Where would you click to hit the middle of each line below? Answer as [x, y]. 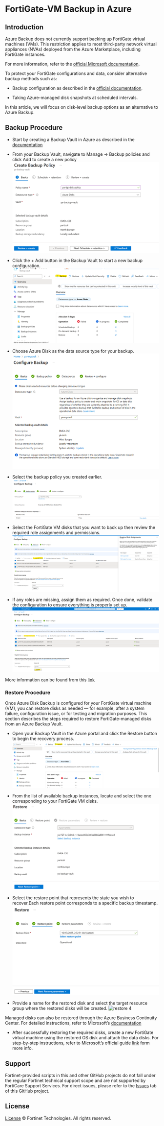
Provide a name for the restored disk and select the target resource [80, 1003]
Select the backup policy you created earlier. [57, 477]
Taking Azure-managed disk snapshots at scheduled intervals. [75, 97]
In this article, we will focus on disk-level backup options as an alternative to [82, 107]
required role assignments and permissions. [56, 532]
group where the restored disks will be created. [60, 1008]
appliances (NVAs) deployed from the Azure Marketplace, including [73, 49]
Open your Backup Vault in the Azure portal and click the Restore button [85, 734]
